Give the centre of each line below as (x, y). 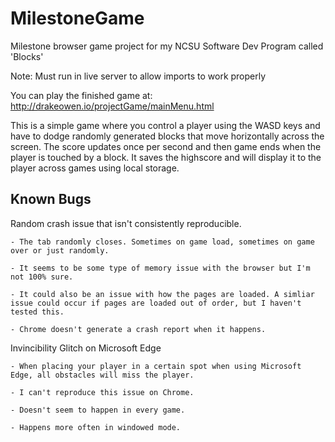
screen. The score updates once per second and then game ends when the (166, 146)
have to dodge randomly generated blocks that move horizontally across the (167, 136)
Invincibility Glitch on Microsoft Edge (86, 348)
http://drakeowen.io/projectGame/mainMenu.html (112, 106)
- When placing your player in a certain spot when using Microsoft (156, 366)
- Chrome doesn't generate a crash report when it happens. (138, 329)
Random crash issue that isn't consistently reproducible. (126, 223)
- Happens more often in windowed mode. (96, 427)
